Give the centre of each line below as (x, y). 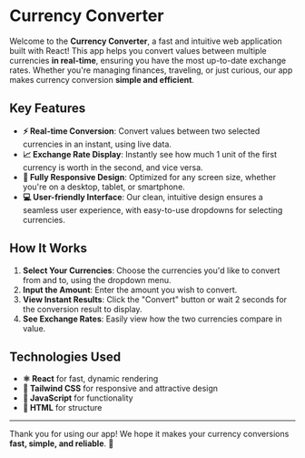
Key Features (48, 109)
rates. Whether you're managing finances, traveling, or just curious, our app (151, 70)
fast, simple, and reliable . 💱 (62, 443)
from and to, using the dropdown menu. (97, 280)
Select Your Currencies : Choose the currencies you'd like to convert (151, 270)
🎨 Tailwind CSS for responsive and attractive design (120, 389)
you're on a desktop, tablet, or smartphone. (104, 187)
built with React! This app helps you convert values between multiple (138, 50)
